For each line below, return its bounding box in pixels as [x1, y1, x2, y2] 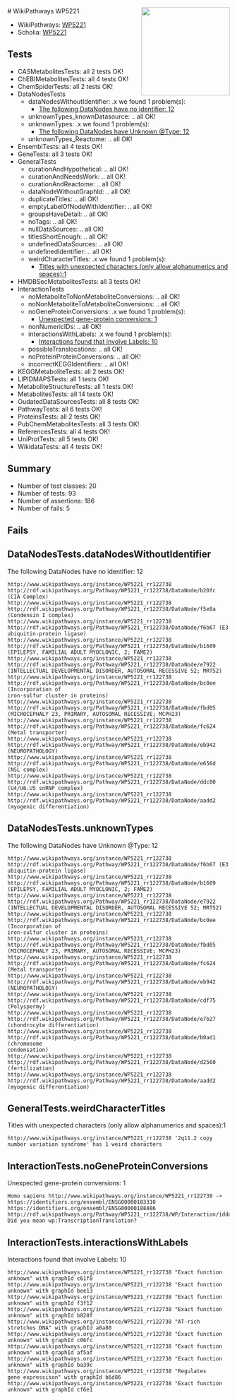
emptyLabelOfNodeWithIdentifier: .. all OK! [28, 202, 152, 210]
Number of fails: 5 [17, 504, 71, 513]
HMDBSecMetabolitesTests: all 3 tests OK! [17, 277, 141, 285]
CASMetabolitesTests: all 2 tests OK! [17, 67, 123, 76]
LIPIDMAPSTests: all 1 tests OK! [17, 374, 109, 383]
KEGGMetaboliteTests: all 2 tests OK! [17, 367, 125, 376]
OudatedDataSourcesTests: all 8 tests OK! [17, 397, 140, 405]
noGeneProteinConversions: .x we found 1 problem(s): [28, 307, 186, 316]
